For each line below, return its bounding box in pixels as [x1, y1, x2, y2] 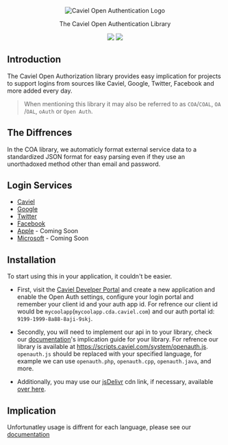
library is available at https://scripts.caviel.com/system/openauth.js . [16, 343, 209, 351]
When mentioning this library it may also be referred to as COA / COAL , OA [23, 99, 221, 108]
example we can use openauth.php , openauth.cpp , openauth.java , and [16, 357, 212, 365]
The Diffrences [7, 127, 73, 139]
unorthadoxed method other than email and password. [7, 160, 161, 168]
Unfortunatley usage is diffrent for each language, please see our [7, 423, 192, 431]
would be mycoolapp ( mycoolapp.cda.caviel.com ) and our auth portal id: [16, 307, 215, 315]
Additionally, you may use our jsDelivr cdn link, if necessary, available [16, 378, 214, 386]
